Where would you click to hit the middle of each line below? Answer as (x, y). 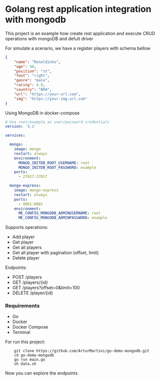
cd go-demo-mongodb (34, 355)
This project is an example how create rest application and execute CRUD (80, 33)
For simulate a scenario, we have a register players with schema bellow (78, 48)
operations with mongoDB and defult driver (49, 39)
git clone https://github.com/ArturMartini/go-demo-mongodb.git (82, 351)
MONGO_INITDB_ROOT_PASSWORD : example (57, 167)
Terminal (21, 332)
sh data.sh (25, 364)
